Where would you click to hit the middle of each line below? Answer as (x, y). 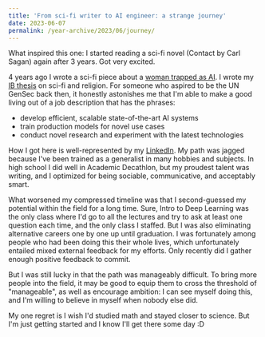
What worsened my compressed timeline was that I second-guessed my (127, 200)
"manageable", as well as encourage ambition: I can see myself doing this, (131, 291)
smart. (19, 184)
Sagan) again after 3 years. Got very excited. (82, 61)
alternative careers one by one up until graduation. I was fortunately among (132, 234)
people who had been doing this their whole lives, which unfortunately (124, 242)
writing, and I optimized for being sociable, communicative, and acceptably (132, 176)
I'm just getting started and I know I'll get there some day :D (107, 324)
